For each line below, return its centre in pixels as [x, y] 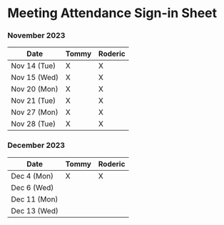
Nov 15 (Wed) [35, 78]
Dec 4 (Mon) [32, 176]
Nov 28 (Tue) [34, 124]
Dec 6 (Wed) [32, 187]
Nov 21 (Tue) [34, 101]
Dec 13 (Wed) [35, 211]
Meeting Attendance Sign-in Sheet [112, 13]
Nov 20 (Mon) [35, 89]
